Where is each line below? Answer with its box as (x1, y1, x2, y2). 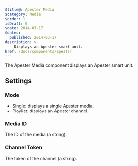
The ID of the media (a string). (5, 132, 67, 138)
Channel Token (5, 144, 42, 151)
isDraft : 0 (5, 21, 28, 26)
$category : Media (5, 12, 41, 17)
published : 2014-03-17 (9, 35, 57, 40)
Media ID (5, 120, 27, 127)
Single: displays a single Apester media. (12, 103, 94, 109)
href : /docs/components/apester (5, 49, 72, 54)
